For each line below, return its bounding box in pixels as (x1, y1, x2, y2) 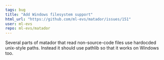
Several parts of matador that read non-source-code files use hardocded (5, 39, 156, 45)
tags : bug (5, 7, 26, 12)
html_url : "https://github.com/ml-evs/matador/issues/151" (5, 16, 131, 21)
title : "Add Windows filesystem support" (5, 12, 93, 17)
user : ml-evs (5, 21, 33, 26)
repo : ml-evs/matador (5, 26, 51, 31)
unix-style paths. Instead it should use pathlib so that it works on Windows (5, 45, 159, 51)
